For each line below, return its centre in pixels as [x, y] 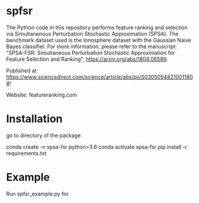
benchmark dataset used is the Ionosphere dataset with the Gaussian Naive [99, 40]
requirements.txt [26, 153]
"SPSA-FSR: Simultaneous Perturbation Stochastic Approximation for [91, 52]
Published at [21, 70]
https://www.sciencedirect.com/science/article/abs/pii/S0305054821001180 [99, 77]
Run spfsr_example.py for [37, 193]
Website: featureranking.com [42, 95]
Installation [34, 119]
